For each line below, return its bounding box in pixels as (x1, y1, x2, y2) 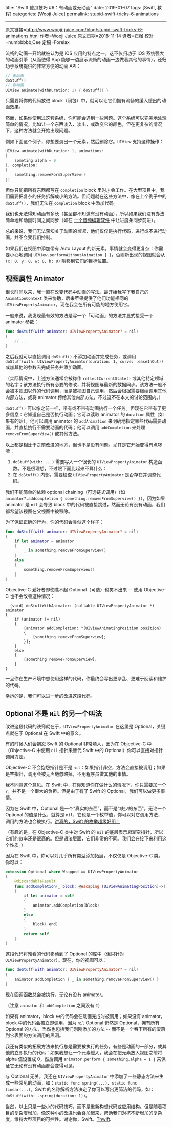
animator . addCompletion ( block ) (32, 902, 100, 908)
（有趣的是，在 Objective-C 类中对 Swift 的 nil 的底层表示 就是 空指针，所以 (5, 829, 164, 835)
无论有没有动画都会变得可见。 (14, 1062, 77, 1068)
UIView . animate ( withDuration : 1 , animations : (5, 148, 104, 153)
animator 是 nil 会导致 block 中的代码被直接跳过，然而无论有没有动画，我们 (5, 501, 165, 507)
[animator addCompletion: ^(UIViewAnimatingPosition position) (24, 626, 161, 631)
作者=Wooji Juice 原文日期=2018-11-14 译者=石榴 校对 (40, 33, 154, 39)
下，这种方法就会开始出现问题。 (5, 127, 73, 134)
